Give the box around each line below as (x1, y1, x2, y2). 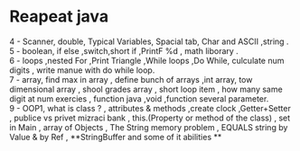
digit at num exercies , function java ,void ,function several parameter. (9, 93, 269, 104)
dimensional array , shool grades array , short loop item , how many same (9, 84, 283, 94)
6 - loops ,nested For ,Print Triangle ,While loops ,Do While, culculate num (9, 55, 285, 66)
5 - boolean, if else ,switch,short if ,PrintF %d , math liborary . (9, 45, 239, 56)
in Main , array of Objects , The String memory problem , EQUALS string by (9, 121, 288, 132)
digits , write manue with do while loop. (9, 65, 155, 75)
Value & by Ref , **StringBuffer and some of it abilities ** (9, 131, 222, 142)
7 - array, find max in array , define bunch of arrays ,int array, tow (9, 74, 253, 84)
